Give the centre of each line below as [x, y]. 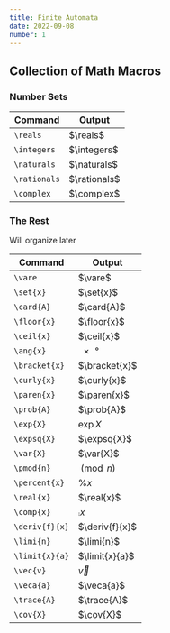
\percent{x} [40, 483]
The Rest [29, 220]
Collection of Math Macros [85, 71]
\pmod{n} [32, 468]
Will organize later [43, 241]
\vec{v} [30, 571]
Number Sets [39, 96]
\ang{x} [30, 351]
